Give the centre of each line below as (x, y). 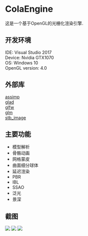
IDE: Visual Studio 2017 (29, 52)
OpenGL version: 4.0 (26, 68)
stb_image (15, 118)
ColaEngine (29, 9)
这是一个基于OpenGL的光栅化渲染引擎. (44, 23)
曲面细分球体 (25, 165)
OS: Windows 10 (22, 63)
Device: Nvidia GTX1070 (29, 57)
